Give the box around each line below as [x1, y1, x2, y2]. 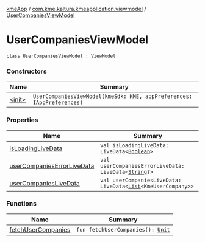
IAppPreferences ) [32, 99, 84, 106]
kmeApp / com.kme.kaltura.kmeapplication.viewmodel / [6, 5, 146, 12]
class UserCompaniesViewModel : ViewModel [6, 53, 116, 59]
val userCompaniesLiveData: [99, 176, 182, 184]
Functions [6, 199, 37, 208]
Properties [6, 116, 38, 124]
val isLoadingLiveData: [99, 142, 169, 148]
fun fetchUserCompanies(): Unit [76, 226, 171, 233]
